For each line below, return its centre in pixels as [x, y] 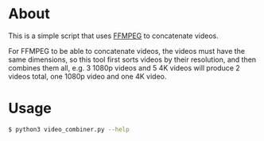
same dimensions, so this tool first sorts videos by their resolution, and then [132, 59]
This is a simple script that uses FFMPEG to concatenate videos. [113, 36]
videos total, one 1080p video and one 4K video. [87, 76]
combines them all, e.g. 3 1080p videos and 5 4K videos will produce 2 [124, 67]
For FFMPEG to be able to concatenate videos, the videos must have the [126, 51]
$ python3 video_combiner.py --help [69, 129]
